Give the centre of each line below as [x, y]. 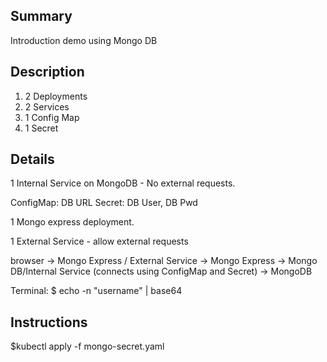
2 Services [47, 106]
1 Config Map [52, 117]
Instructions [49, 322]
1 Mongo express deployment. [72, 222]
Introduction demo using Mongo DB [84, 40]
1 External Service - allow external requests [99, 241]
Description [47, 72]
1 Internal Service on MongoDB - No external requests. [123, 183]
